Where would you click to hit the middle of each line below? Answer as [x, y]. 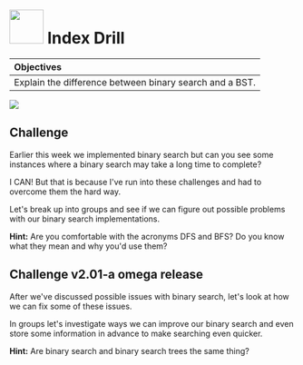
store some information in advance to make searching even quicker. [136, 333]
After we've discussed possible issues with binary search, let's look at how [150, 296]
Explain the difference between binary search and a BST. [135, 82]
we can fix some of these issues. [71, 306]
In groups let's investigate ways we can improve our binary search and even [151, 323]
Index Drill [86, 39]
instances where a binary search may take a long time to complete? [136, 164]
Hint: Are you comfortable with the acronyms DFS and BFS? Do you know [147, 236]
